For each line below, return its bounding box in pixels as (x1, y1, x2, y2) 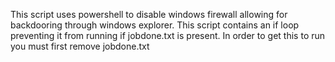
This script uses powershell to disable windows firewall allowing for (10, 9, 288, 20)
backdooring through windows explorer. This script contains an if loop (10, 19, 300, 31)
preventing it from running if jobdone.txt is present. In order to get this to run (10, 30, 326, 41)
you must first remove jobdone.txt (10, 40, 150, 52)
